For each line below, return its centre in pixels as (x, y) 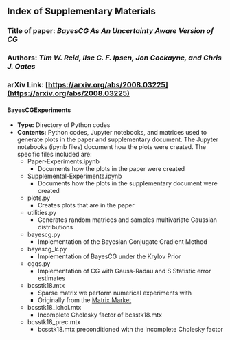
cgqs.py (39, 264)
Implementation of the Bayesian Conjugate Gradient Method (122, 242)
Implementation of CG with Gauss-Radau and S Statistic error (124, 271)
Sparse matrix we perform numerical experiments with (115, 293)
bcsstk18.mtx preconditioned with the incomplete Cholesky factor (130, 330)
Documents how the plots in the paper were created (111, 169)
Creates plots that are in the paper (86, 205)
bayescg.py (44, 235)
